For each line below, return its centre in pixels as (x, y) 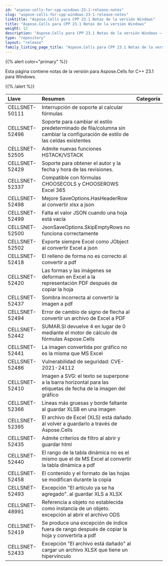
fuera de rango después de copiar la (84, 529)
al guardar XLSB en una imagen (79, 409)
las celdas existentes (66, 140)
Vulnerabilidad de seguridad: (75, 361)
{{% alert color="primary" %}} (36, 61)
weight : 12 (16, 29)
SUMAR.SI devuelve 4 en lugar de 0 (84, 326)
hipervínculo (56, 556)
